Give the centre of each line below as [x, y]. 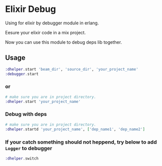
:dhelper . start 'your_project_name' [43, 101]
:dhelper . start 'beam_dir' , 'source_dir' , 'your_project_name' [72, 69]
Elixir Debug [30, 9]
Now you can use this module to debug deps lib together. [64, 42]
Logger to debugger [29, 148]
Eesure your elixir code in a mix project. [45, 32]
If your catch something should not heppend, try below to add [81, 142]
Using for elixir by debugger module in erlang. [52, 23]
